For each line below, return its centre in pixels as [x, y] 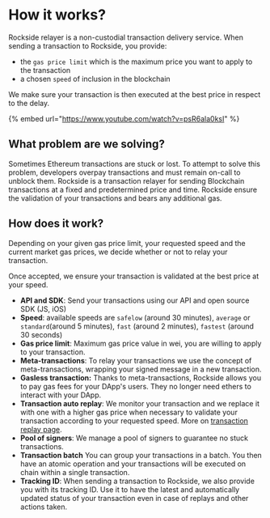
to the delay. [29, 103]
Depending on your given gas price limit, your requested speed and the [127, 243]
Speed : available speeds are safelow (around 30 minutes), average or [135, 317]
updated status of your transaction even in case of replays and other [134, 498]
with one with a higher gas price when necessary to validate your [129, 412]
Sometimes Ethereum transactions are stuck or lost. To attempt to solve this [135, 163]
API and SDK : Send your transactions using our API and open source [135, 300]
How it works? [57, 15]
